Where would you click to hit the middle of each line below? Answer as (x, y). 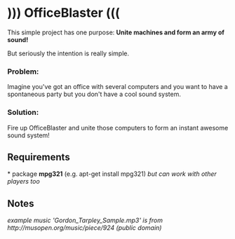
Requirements (39, 157)
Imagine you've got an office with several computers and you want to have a (117, 87)
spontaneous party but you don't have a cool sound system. (94, 94)
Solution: (23, 112)
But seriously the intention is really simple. (68, 53)
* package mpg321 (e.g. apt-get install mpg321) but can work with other (112, 174)
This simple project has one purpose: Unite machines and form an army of (116, 32)
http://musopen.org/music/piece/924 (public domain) (85, 228)
